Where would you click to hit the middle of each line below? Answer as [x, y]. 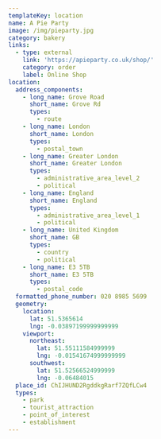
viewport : [39, 334]
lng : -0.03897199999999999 [74, 326]
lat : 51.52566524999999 [76, 371]
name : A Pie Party [38, 23]
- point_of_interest [56, 415]
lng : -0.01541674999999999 [81, 356]
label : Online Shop [55, 75]
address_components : [49, 89]
